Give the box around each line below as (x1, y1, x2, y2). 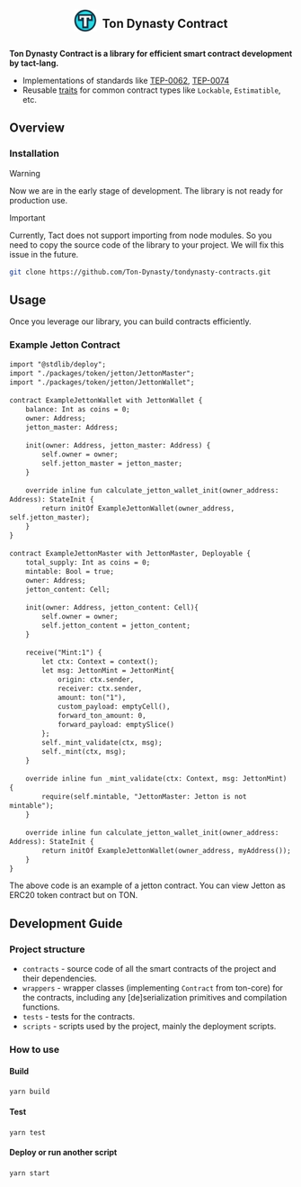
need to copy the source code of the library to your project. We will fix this (9, 239, 285, 250)
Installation (9, 148, 60, 160)
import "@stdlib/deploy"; (9, 360, 106, 369)
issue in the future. (9, 249, 79, 259)
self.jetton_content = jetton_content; (41, 621, 191, 630)
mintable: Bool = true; (25, 567, 115, 576)
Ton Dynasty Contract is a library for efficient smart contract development (9, 48, 293, 59)
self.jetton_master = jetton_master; (41, 459, 182, 468)
